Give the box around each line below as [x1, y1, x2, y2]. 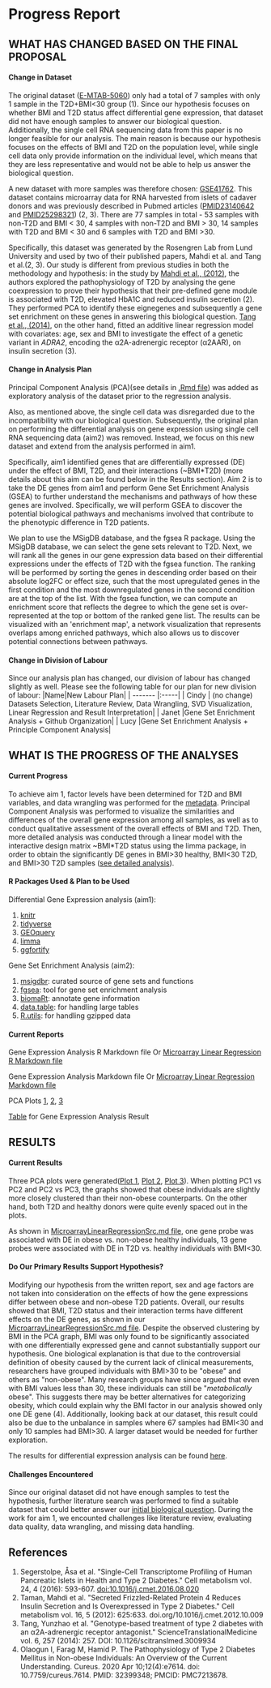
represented [8, 610, 49, 621]
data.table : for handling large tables [19, 1002, 139, 1012]
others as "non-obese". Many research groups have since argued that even [8, 1374, 260, 1384]
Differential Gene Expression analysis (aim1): [8, 894, 156, 904]
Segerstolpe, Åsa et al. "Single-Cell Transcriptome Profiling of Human [19, 1567, 252, 1576]
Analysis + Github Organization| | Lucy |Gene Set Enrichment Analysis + [8, 716, 248, 726]
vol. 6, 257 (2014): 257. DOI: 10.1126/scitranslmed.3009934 [19, 1636, 217, 1645]
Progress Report [8, 5, 121, 24]
